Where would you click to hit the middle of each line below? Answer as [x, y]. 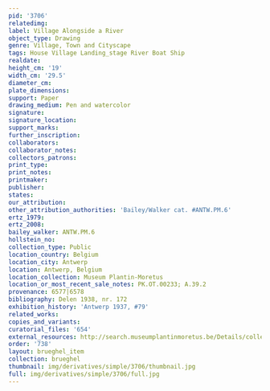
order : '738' [30, 344]
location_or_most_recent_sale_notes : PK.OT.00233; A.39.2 [107, 285]
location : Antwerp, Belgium [55, 270]
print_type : [28, 165]
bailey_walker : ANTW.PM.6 [51, 232]
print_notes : [30, 173]
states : [21, 195]
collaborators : [34, 143]
